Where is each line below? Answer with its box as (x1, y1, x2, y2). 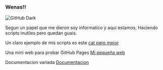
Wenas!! (5, 4, 26, 11)
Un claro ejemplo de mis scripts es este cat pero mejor (5, 40, 119, 46)
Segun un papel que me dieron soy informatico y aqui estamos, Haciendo (5, 25, 158, 31)
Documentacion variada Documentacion (5, 59, 89, 65)
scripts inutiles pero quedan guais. (5, 30, 77, 36)
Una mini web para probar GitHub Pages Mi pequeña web (5, 49, 125, 56)
